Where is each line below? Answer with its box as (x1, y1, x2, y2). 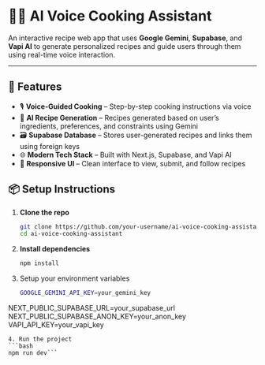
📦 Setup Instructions (8, 183, 116, 196)
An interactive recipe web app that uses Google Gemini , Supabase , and (8, 33, 243, 43)
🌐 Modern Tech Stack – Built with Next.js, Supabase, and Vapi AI (19, 150, 233, 159)
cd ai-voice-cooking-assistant (19, 230, 123, 238)
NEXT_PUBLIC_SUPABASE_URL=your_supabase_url (8, 304, 176, 313)
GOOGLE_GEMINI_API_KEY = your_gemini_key (19, 289, 151, 297)
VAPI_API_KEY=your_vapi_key (8, 320, 104, 330)
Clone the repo (19, 207, 69, 217)
